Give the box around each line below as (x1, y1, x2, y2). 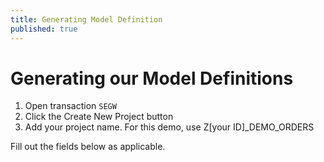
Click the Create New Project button (24, 111, 174, 123)
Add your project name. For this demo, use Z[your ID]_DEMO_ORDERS (24, 121, 315, 133)
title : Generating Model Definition (10, 14, 163, 25)
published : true (10, 24, 78, 34)
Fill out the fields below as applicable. (10, 141, 166, 153)
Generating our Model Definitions (10, 67, 294, 90)
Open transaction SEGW (24, 100, 117, 112)
